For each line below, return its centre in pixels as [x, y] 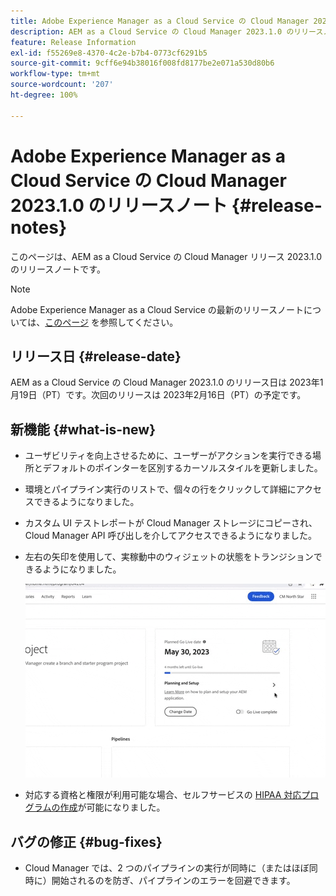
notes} [39, 227]
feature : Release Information [73, 42]
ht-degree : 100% [44, 95]
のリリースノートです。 [58, 269]
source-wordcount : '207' [62, 85]
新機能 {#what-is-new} [83, 429]
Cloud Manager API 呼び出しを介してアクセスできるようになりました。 [171, 536]
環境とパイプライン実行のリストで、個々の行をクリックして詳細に [160, 489]
